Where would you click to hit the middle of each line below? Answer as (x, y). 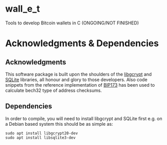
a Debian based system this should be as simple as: (59, 124)
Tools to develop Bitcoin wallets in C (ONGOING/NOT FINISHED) (72, 23)
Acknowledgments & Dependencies (82, 43)
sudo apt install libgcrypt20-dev (42, 133)
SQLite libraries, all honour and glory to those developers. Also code (76, 80)
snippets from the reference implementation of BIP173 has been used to (80, 85)
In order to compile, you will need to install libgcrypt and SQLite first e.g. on (84, 118)
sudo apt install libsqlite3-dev (40, 137)
